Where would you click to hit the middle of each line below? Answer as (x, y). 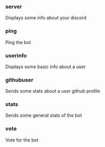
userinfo (16, 55)
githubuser (19, 80)
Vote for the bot (22, 140)
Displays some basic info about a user (46, 67)
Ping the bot (18, 42)
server (14, 7)
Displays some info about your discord (46, 18)
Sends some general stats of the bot (44, 115)
